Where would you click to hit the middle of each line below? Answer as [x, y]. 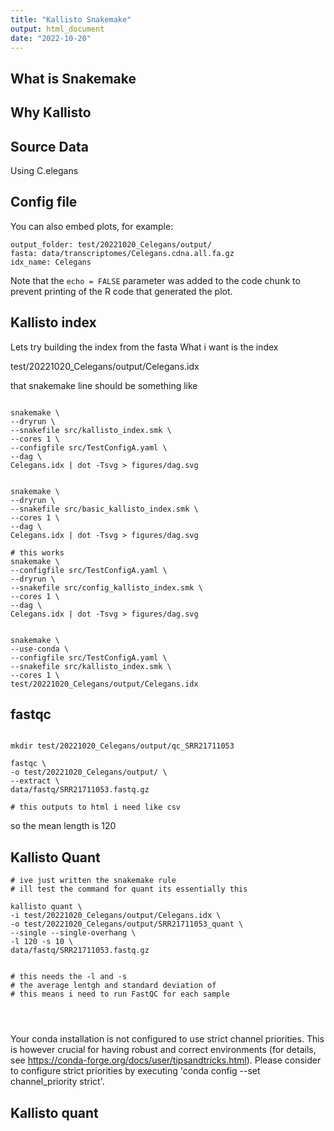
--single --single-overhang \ [73, 933]
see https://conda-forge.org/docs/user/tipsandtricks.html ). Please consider [166, 1060]
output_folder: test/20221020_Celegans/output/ [111, 244]
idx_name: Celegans [51, 262]
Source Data [49, 146]
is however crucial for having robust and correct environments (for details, [163, 1050]
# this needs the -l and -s [69, 977]
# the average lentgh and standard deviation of [113, 986]
